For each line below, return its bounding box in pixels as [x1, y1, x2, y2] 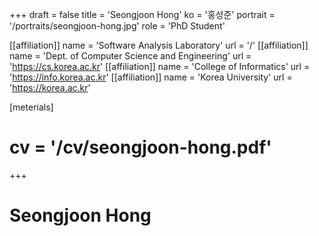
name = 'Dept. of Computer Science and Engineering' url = [9, 50, 252, 62]
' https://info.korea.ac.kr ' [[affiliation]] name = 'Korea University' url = [9, 71, 293, 83]
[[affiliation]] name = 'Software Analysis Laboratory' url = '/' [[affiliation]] [9, 39, 309, 51]
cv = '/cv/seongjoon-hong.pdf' [9, 136, 272, 159]
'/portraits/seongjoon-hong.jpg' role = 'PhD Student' [9, 20, 226, 32]
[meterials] [9, 101, 54, 113]
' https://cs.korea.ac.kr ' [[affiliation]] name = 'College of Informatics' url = [9, 61, 311, 72]
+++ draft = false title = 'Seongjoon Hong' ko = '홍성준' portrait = [9, 9, 276, 20]
